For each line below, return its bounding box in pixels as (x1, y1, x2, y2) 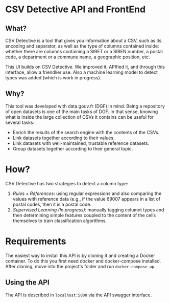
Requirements (5, 235, 66, 247)
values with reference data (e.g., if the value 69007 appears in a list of (12, 196, 161, 202)
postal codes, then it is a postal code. (12, 201, 92, 207)
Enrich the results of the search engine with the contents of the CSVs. (12, 129, 160, 135)
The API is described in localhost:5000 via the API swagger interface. (5, 292, 152, 298)
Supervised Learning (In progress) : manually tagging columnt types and (12, 206, 164, 213)
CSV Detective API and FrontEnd (5, 4, 146, 15)
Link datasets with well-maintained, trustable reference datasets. (12, 140, 150, 146)
